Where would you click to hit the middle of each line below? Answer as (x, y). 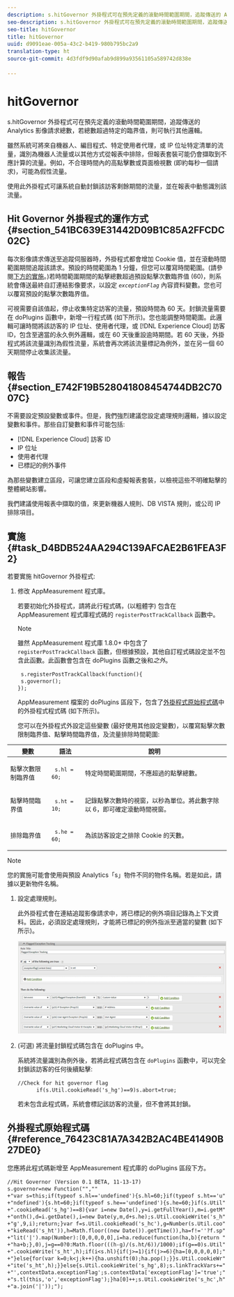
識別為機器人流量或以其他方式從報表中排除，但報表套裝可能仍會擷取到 (120, 154)
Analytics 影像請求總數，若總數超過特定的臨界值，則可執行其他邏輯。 (107, 130)
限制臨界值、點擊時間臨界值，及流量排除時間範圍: (88, 734)
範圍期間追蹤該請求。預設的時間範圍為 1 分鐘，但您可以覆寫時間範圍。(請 (112, 267)
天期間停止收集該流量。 (41, 352)
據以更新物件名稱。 (35, 883)
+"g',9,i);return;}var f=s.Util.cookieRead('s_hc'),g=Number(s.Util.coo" (117, 1224)
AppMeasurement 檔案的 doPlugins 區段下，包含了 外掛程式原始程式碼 (118, 702)
